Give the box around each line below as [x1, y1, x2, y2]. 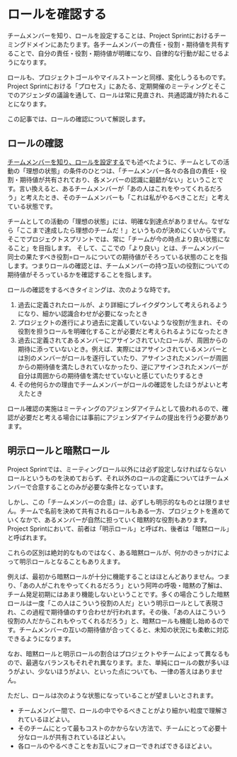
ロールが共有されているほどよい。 [30, 732, 129, 741]
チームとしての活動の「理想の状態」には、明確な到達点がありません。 [7, 217, 212, 226]
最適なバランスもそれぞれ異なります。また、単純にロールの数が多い [25, 658, 224, 667]
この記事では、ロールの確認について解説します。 [7, 114, 150, 123]
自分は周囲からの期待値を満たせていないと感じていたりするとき [17, 371, 204, 380]
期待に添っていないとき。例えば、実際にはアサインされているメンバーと [17, 345, 228, 353]
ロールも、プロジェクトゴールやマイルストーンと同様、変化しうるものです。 [7, 72, 230, 82]
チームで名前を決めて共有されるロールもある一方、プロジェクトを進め [19, 507, 224, 515]
